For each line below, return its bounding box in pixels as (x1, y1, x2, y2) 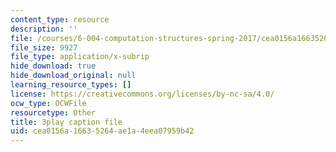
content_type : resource (10, 14, 110, 25)
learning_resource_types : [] (10, 80, 132, 90)
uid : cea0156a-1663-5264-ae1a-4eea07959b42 (10, 126, 195, 136)
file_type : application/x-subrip (10, 52, 150, 62)
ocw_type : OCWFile (10, 98, 87, 108)
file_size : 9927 (10, 42, 78, 53)
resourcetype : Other (10, 107, 97, 118)
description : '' (10, 24, 78, 34)
